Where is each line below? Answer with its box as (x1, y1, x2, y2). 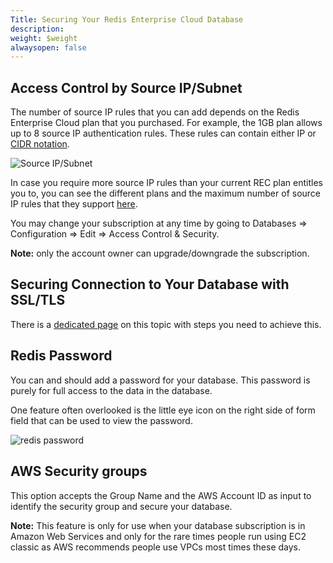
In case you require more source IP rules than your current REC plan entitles (10, 177, 324, 189)
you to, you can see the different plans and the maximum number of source (10, 187, 322, 200)
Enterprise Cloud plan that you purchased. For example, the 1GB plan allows (10, 117, 323, 129)
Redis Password (10, 347, 113, 365)
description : (10, 24, 65, 34)
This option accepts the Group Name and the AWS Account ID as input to (10, 489, 312, 501)
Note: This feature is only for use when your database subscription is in (10, 519, 306, 531)
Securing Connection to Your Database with (10, 276, 290, 293)
